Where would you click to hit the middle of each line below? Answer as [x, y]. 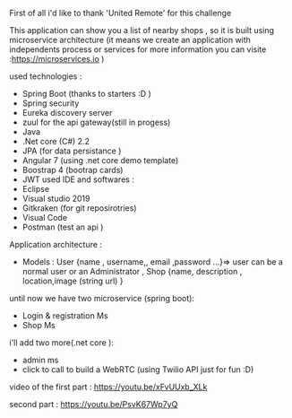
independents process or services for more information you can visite [138, 49]
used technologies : [46, 76]
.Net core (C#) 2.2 [56, 141]
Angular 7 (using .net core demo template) [100, 160]
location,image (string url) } [73, 281]
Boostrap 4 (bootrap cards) [73, 170]
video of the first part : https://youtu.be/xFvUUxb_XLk [108, 387]
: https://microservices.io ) [57, 59]
